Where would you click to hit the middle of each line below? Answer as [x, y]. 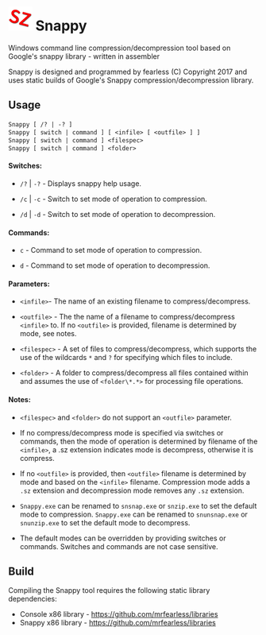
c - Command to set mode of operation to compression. [111, 250]
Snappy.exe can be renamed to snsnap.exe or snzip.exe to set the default [138, 505]
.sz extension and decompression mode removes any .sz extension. [132, 490]
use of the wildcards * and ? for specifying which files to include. [126, 358]
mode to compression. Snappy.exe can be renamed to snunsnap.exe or [134, 514]
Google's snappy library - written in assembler [84, 56]
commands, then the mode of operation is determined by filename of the [139, 441]
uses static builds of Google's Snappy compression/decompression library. [131, 80]
